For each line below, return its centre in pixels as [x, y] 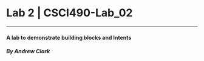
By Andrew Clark [28, 51]
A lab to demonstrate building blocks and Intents [69, 37]
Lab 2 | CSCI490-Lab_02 [70, 13]
